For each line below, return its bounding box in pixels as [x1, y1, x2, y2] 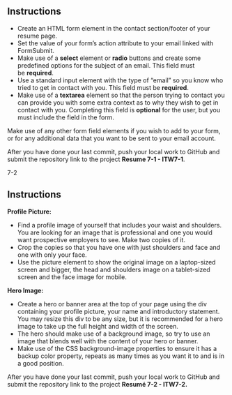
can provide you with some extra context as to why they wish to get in [17, 98, 219, 107]
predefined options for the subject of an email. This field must [17, 61, 195, 69]
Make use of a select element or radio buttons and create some [17, 54, 201, 62]
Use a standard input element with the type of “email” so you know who [17, 76, 224, 84]
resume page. [17, 31, 58, 40]
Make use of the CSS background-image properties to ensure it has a [17, 344, 217, 352]
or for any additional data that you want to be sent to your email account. [7, 134, 216, 142]
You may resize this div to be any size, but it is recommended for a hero [17, 314, 223, 323]
